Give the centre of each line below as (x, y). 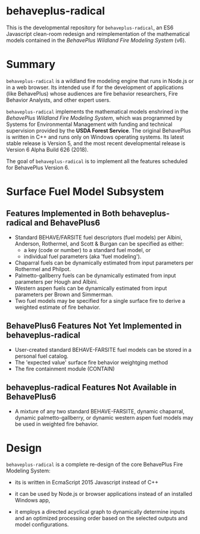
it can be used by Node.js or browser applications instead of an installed (103, 494)
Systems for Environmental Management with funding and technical (89, 124)
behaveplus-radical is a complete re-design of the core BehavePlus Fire (95, 465)
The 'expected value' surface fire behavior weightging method (91, 362)
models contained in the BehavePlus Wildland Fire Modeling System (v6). (96, 40)
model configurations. (42, 524)
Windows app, (32, 501)
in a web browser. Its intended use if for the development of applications (95, 87)
